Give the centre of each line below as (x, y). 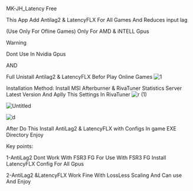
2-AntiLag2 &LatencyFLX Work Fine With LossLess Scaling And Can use (94, 175)
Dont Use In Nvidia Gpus (36, 54)
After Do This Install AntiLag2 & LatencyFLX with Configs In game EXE (91, 128)
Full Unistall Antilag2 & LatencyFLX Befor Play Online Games (79, 77)
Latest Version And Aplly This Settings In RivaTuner (68, 94)
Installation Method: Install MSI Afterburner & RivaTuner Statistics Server (94, 88)
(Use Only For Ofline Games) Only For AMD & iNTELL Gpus (78, 31)
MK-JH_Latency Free (32, 9)
